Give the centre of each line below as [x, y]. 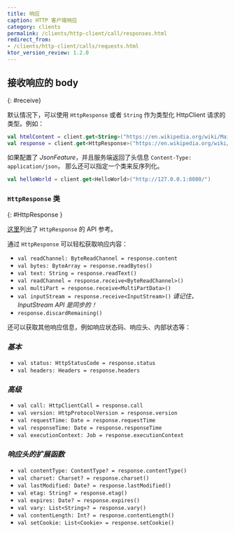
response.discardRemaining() [60, 313]
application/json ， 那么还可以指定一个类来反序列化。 [85, 166]
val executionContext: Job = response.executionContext [100, 436]
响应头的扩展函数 [36, 455]
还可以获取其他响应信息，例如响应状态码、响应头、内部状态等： [99, 327]
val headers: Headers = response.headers [78, 371]
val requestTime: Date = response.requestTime [86, 421]
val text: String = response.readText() [77, 273]
